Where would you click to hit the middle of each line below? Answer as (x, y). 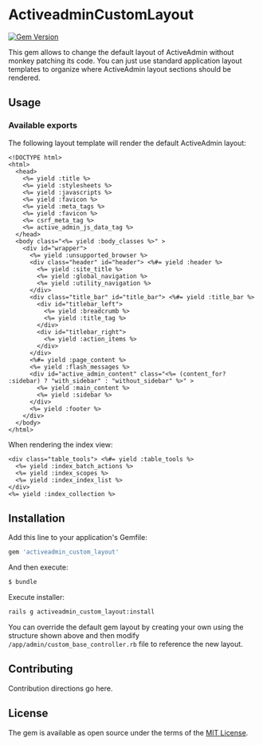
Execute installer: (37, 597)
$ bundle (23, 582)
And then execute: (38, 567)
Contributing (41, 669)
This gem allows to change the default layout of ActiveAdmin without (121, 52)
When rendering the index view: (61, 444)
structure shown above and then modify (74, 636)
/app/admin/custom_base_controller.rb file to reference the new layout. (126, 644)
